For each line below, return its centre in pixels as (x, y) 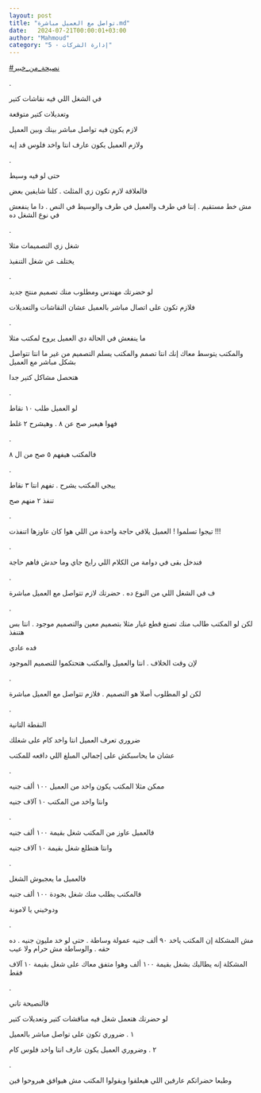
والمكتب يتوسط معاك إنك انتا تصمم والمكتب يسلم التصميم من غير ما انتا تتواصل (127, 354)
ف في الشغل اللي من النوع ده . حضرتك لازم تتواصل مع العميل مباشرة (112, 593)
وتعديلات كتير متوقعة (39, 114)
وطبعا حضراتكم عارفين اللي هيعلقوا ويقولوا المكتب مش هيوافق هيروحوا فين (121, 1080)
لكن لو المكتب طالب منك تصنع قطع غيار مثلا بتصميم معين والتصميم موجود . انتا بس (131, 624)
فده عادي (23, 648)
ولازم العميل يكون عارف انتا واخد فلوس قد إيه (76, 145)
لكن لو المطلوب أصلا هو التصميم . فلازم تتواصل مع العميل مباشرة (105, 694)
